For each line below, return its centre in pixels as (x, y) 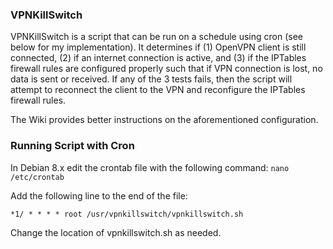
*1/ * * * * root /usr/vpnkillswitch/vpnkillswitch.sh (127, 214)
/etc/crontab (37, 177)
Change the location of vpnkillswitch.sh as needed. (116, 232)
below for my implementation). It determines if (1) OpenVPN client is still (158, 47)
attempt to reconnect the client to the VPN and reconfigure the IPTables (158, 90)
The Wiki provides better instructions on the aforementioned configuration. (164, 120)
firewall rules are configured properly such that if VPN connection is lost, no (166, 69)
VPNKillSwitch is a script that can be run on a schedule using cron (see (156, 37)
